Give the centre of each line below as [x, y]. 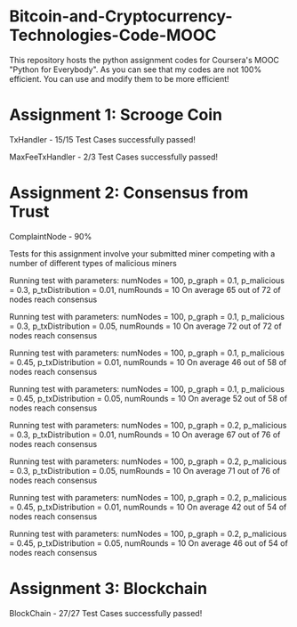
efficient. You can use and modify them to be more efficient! [119, 78]
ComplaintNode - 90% [51, 236]
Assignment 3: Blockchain [108, 589]
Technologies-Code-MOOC [113, 35]
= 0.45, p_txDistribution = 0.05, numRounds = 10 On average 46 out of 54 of [149, 543]
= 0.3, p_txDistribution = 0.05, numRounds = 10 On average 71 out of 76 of [145, 470]
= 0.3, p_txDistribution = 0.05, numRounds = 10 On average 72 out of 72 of [145, 326]
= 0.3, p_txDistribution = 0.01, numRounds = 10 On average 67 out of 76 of [145, 435]
